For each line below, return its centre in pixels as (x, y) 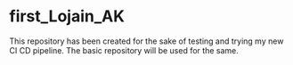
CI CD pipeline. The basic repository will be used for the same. (124, 50)
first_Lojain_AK (67, 16)
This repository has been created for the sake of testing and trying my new (146, 41)
